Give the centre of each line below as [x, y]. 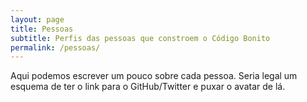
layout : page [37, 19]
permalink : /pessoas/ [55, 47]
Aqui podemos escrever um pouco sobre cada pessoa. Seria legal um [154, 76]
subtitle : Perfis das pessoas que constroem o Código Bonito [140, 38]
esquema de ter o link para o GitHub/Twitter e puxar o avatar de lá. [148, 87]
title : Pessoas [42, 29]
